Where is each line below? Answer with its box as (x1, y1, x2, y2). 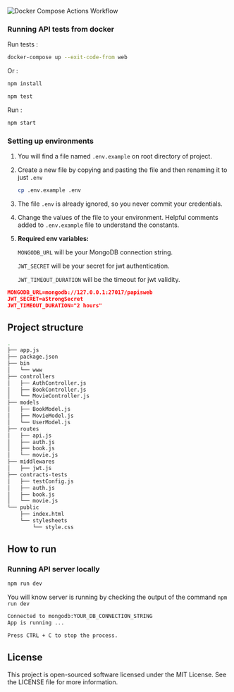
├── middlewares (7, 458, 55, 465)
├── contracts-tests (7, 471, 68, 478)
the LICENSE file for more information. (7, 677, 118, 686)
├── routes (7, 425, 39, 433)
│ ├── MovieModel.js (7, 412, 74, 419)
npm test (7, 93, 33, 100)
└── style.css (32, 524, 74, 531)
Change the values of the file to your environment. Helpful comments (17, 213, 218, 221)
